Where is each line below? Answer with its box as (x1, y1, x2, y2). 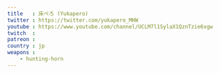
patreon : (7, 36, 36, 43)
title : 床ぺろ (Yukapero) (7, 10, 89, 17)
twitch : (7, 29, 36, 37)
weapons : (7, 49, 36, 56)
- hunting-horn (19, 56, 64, 63)
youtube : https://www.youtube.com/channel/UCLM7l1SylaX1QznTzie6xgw (7, 23, 214, 30)
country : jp (7, 42, 45, 49)
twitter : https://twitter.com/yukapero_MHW (7, 17, 139, 24)
